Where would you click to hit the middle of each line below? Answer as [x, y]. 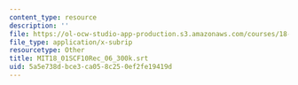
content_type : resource [53, 17]
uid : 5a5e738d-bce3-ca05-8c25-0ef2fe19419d [91, 67]
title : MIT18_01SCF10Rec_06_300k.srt [79, 58]
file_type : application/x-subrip [71, 42]
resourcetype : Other [47, 50]
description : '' [39, 26]
